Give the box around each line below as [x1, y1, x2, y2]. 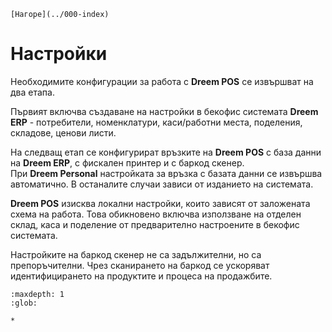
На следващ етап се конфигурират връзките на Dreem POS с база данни [10, 146, 322, 158]
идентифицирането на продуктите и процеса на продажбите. [10, 270, 273, 282]
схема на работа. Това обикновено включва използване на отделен [10, 208, 302, 220]
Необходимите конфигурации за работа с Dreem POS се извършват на [10, 75, 314, 87]
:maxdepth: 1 [10, 289, 65, 299]
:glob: [10, 298, 38, 308]
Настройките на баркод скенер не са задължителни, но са [10, 248, 262, 260]
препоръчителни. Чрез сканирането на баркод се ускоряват [10, 259, 270, 271]
